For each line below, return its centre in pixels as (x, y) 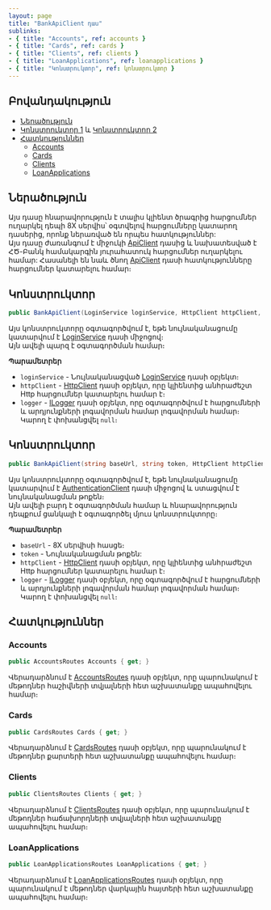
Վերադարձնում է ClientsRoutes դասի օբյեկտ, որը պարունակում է (129, 809)
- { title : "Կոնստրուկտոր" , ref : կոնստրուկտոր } (92, 69)
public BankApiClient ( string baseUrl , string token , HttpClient (119, 463)
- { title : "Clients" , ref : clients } (73, 53)
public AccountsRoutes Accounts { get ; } (79, 662)
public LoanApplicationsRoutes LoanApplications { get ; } (108, 864)
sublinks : (25, 31)
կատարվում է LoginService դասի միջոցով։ (86, 337)
